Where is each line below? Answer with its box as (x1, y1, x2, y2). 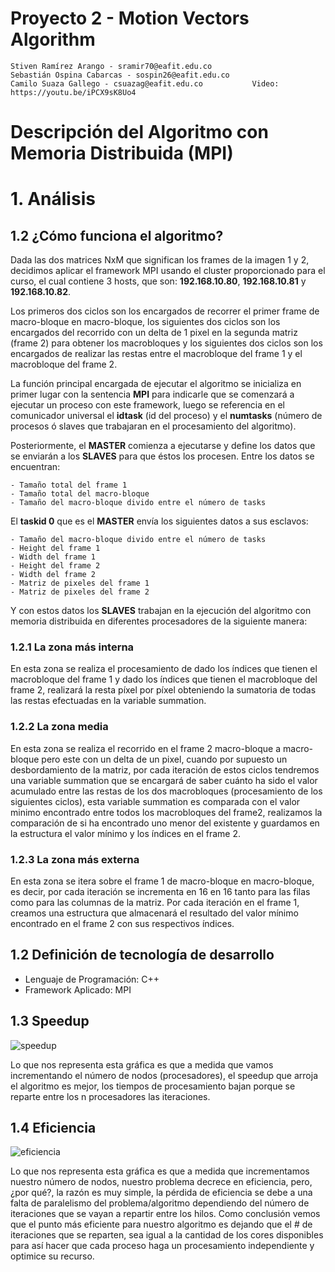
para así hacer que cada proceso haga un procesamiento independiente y (10, 1240, 315, 1252)
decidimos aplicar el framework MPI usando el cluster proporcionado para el (10, 265, 326, 277)
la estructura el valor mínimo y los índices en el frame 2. (10, 827, 241, 839)
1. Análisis (10, 188, 96, 211)
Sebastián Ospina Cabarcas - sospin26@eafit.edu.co (10, 70, 230, 80)
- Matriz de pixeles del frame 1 (10, 578, 150, 589)
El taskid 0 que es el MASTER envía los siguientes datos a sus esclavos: (10, 515, 309, 527)
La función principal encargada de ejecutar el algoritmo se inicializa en (10, 378, 302, 390)
